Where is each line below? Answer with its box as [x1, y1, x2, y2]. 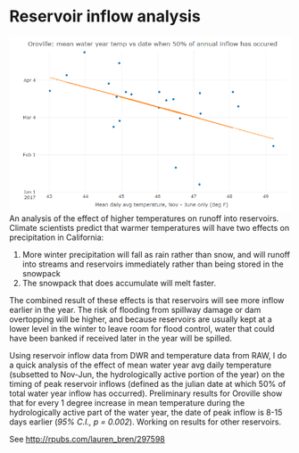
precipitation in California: [9, 232, 104, 243]
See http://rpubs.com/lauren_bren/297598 [9, 434, 165, 445]
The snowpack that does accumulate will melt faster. [21, 278, 217, 289]
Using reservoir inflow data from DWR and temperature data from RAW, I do [9, 350, 287, 361]
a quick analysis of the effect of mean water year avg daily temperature [9, 359, 272, 371]
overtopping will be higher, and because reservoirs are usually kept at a [9, 314, 272, 325]
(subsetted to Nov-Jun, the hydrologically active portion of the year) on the [9, 369, 286, 380]
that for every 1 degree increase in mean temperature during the [9, 398, 245, 408]
